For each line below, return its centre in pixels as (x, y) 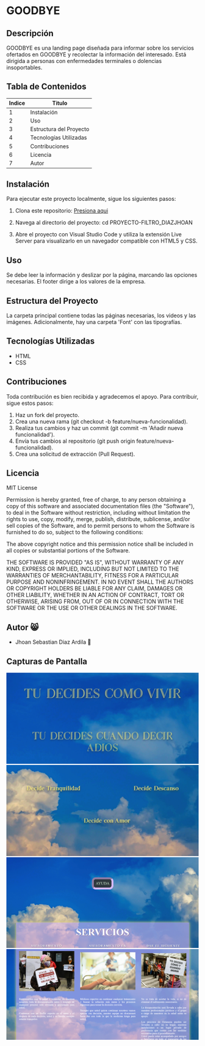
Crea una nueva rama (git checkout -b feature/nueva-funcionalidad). (101, 421)
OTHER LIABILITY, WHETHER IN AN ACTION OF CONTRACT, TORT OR (95, 595)
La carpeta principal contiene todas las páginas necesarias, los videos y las (101, 315)
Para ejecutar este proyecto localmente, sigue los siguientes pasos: (91, 199)
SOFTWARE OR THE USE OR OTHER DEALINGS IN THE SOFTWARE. (92, 608)
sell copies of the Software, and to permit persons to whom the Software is (101, 526)
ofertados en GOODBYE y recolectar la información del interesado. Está (96, 55)
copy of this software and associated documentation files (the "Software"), (101, 506)
